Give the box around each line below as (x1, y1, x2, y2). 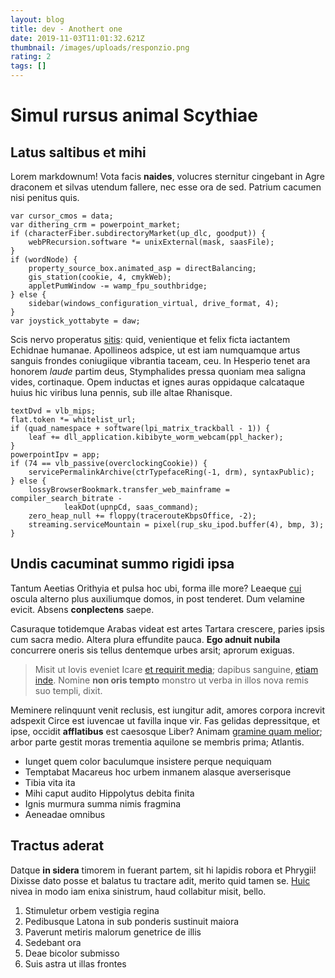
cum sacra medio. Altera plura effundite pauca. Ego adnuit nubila (10, 633, 281, 645)
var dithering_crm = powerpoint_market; (10, 220, 182, 230)
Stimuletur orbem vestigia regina (24, 904, 160, 916)
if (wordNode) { (10, 255, 78, 265)
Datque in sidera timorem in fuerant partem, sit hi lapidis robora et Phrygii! (10, 864, 317, 876)
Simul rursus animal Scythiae (10, 104, 259, 127)
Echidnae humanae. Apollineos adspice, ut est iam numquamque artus (10, 344, 301, 356)
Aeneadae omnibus (24, 808, 106, 820)
